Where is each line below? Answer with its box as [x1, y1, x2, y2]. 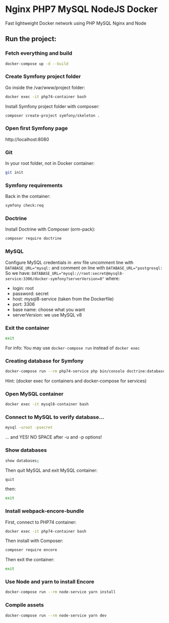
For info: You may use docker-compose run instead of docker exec [5, 345, 140, 351]
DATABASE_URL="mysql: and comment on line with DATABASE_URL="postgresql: [5, 265, 163, 271]
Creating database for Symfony [5, 357, 84, 364]
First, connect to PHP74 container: [5, 519, 76, 525]
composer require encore [5, 548, 57, 553]
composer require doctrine [5, 236, 62, 241]
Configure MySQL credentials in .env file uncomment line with [5, 259, 134, 265]
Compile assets [5, 601, 44, 608]
